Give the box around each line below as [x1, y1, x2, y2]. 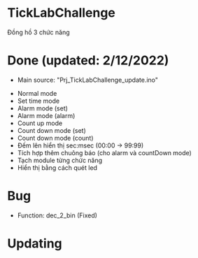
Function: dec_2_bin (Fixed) [17, 211, 98, 220]
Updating [7, 236, 63, 251]
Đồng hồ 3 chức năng [7, 28, 70, 36]
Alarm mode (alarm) [17, 111, 76, 120]
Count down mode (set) [17, 126, 86, 134]
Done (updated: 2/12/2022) [7, 52, 169, 69]
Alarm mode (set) [17, 103, 69, 113]
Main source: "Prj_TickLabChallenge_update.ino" [17, 76, 159, 84]
